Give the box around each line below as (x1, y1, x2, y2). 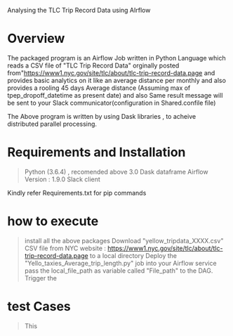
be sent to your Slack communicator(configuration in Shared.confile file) (7, 98, 216, 107)
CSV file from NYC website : (24, 244, 107, 252)
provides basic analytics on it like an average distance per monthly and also (7, 76, 227, 84)
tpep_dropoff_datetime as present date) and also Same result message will (7, 91, 223, 99)
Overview (7, 31, 65, 46)
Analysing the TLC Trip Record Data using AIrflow (7, 6, 151, 14)
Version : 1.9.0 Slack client (24, 175, 100, 183)
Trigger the (24, 273, 58, 282)
